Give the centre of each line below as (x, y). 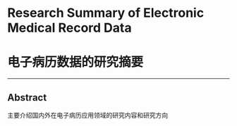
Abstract (27, 97)
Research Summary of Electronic (106, 13)
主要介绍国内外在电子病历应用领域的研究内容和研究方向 (87, 115)
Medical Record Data (69, 28)
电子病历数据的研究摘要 (75, 62)
